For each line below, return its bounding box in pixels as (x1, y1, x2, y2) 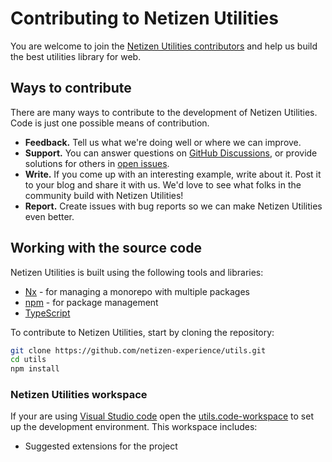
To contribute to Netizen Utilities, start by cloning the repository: (10, 326, 275, 338)
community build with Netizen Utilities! (24, 189, 184, 201)
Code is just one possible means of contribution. (10, 117, 210, 129)
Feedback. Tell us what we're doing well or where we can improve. (24, 136, 302, 148)
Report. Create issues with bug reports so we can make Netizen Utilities (24, 200, 323, 212)
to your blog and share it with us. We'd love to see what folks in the (24, 178, 302, 191)
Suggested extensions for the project (24, 440, 178, 452)
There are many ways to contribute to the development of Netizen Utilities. (10, 106, 318, 118)
